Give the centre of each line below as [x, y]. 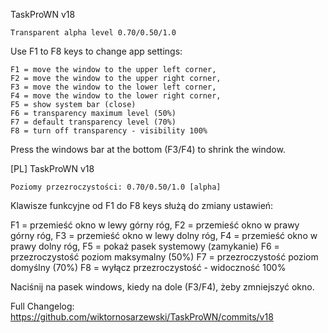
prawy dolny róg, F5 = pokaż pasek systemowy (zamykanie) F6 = [145, 246]
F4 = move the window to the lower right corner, [116, 96]
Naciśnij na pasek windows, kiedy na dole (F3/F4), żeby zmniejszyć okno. [162, 287]
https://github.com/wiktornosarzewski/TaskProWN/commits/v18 [142, 317]
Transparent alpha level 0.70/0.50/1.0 [93, 33]
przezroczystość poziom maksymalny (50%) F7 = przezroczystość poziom [164, 257]
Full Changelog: [42, 306]
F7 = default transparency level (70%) [93, 122]
